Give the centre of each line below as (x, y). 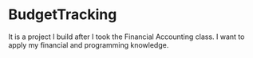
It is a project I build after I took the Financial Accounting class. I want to (126, 37)
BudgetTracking (63, 15)
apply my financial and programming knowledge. (89, 44)
